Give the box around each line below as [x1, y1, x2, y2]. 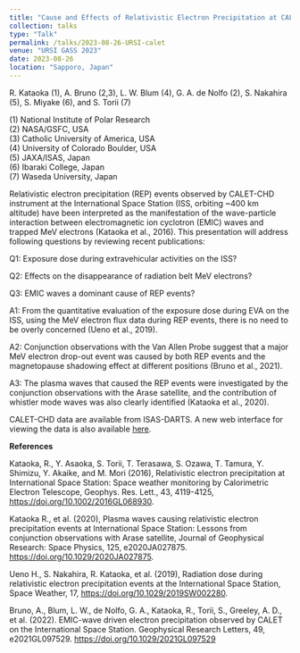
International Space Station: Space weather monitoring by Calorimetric [9, 477, 270, 488]
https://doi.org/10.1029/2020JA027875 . [9, 551, 154, 562]
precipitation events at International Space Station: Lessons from [9, 523, 247, 533]
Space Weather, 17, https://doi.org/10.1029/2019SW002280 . [9, 587, 229, 599]
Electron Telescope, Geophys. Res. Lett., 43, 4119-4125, [9, 486, 214, 497]
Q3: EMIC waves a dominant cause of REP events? [9, 288, 196, 298]
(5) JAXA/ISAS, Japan [9, 152, 91, 163]
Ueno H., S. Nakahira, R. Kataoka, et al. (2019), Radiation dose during [9, 568, 263, 579]
